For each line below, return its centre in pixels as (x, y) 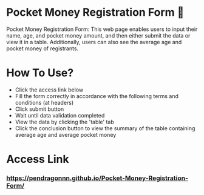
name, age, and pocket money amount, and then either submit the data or (98, 35)
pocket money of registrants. (42, 48)
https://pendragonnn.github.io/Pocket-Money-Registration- (97, 178)
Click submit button (39, 109)
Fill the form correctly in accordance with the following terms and (97, 96)
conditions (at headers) (44, 102)
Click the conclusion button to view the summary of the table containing (105, 128)
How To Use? (40, 73)
